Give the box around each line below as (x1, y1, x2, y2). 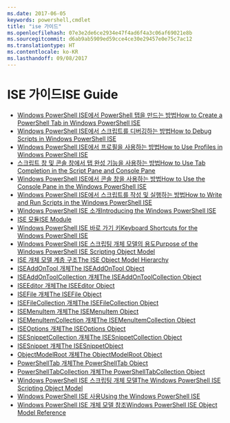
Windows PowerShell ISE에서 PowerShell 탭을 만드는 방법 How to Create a (17, 111, 222, 119)
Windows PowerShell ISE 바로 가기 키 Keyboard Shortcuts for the (17, 223, 198, 231)
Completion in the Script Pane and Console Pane (17, 166, 156, 174)
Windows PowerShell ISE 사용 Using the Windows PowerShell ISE (17, 392, 201, 400)
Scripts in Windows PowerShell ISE (17, 134, 117, 143)
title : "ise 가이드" (7, 23, 62, 30)
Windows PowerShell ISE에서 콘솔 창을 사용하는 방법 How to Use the (17, 174, 205, 183)
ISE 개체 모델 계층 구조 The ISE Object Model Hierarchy (17, 256, 169, 264)
